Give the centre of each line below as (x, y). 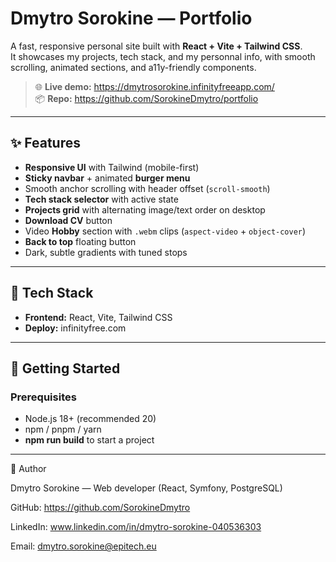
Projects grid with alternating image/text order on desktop (145, 209)
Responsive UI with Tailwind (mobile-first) (112, 167)
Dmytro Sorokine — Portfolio (131, 18)
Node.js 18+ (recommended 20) (90, 419)
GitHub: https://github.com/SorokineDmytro (100, 508)
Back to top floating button (80, 241)
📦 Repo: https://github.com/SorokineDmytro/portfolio (146, 98)
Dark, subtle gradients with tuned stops (106, 252)
